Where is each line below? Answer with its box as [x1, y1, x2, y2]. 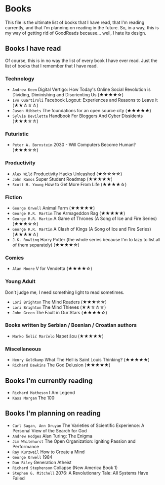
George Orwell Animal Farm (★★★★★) [12, 205, 95, 211]
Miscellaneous [5, 346, 41, 352]
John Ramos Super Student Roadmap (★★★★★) [12, 176, 113, 182]
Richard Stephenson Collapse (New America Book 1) [12, 465, 118, 471]
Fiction [5, 194, 22, 201]
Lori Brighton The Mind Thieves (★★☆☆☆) [12, 304, 106, 310]
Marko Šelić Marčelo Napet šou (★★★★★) [12, 333, 104, 339]
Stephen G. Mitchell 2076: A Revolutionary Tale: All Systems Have [12, 470, 148, 476]
